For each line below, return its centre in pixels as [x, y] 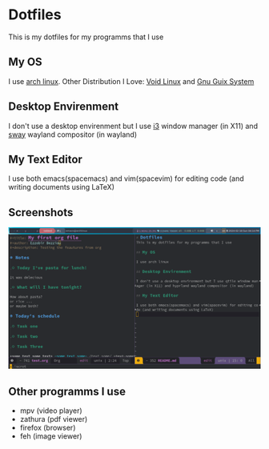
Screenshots [41, 212]
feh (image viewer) [51, 436]
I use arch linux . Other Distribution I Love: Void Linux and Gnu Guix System [131, 81]
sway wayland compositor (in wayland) [73, 134]
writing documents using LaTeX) [61, 187]
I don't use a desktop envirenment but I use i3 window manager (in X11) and [133, 126]
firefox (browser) [48, 427]
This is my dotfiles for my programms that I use [86, 37]
